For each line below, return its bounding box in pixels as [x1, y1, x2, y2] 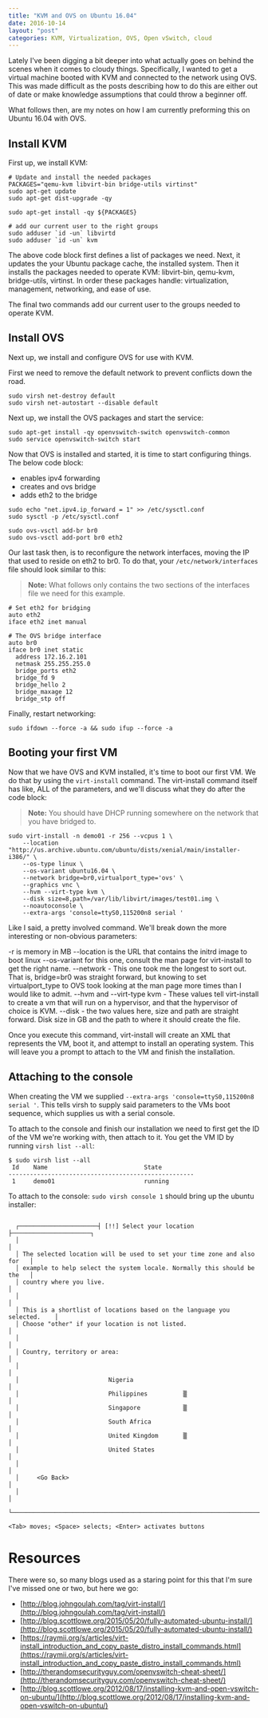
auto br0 [8, 639, 37, 647]
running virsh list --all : [8, 1141, 95, 1150]
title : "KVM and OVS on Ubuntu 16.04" [8, 11, 137, 20]
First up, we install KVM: [8, 158, 88, 168]
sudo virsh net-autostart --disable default [8, 398, 159, 407]
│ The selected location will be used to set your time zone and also [15, 1250, 255, 1258]
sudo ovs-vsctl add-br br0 [8, 526, 98, 535]
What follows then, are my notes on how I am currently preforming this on [8, 105, 250, 115]
